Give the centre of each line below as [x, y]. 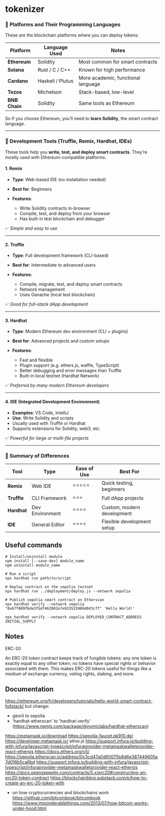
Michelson [50, 92]
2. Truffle [15, 244]
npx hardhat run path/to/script [38, 578]
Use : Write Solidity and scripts [43, 418]
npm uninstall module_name [33, 565]
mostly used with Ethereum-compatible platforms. [56, 157]
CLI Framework [49, 498]
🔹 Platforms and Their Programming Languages [63, 25]
